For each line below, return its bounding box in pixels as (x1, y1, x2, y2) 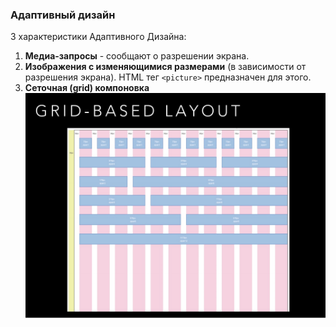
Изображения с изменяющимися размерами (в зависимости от (24, 61, 307, 73)
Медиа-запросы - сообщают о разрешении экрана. (24, 50, 250, 62)
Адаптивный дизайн (10, 8, 116, 22)
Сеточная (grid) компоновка (24, 82, 150, 94)
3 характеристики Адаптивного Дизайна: (10, 31, 187, 43)
